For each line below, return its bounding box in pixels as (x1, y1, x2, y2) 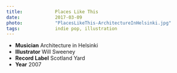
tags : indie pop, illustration (6, 25, 118, 32)
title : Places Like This (6, 8, 98, 15)
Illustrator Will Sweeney (14, 48, 76, 56)
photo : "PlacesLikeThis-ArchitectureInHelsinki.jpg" (6, 20, 172, 26)
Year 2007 (14, 61, 42, 68)
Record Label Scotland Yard (14, 54, 86, 62)
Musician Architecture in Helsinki (14, 42, 98, 49)
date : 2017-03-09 (6, 14, 83, 20)
